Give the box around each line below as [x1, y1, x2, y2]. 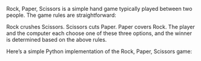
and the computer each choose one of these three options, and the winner [6, 30, 193, 37]
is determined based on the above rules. [6, 36, 107, 43]
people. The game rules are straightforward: [6, 11, 116, 19]
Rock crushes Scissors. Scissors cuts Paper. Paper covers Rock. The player [6, 24, 195, 30]
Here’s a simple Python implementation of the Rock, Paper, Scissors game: [6, 48, 193, 55]
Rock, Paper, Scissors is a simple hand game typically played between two [6, 5, 193, 12]
